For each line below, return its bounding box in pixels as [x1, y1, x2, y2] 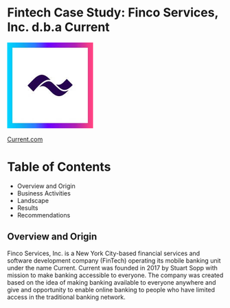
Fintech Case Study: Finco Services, [7, 5, 218, 21]
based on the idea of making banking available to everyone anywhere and [7, 278, 216, 286]
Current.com [7, 135, 43, 143]
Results [16, 204, 38, 212]
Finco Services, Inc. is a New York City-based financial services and [7, 249, 200, 257]
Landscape [16, 196, 49, 204]
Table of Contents [7, 159, 111, 175]
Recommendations [16, 211, 71, 219]
